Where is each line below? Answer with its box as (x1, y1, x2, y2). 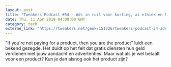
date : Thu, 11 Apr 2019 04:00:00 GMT (5, 17, 85, 22)
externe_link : (5, 26, 36, 31)
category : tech (5, 21, 38, 27)
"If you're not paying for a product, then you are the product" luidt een (5, 40, 153, 46)
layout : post (5, 7, 33, 13)
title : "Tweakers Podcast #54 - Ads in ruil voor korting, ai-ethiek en (5, 12, 163, 17)
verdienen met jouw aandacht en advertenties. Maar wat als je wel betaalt (5, 51, 160, 57)
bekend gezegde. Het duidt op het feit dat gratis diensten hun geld (5, 45, 145, 51)
